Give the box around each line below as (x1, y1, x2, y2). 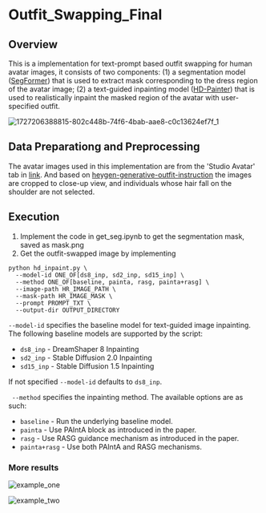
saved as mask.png (19, 240, 84, 249)
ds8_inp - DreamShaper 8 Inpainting (19, 344, 139, 353)
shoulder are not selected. (8, 187, 95, 196)
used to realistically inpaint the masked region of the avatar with (8, 93, 220, 102)
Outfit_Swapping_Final (8, 6, 163, 24)
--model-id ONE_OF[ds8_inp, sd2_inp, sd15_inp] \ (15, 271, 184, 279)
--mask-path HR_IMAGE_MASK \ (15, 292, 113, 300)
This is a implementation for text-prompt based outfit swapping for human (8, 59, 252, 68)
